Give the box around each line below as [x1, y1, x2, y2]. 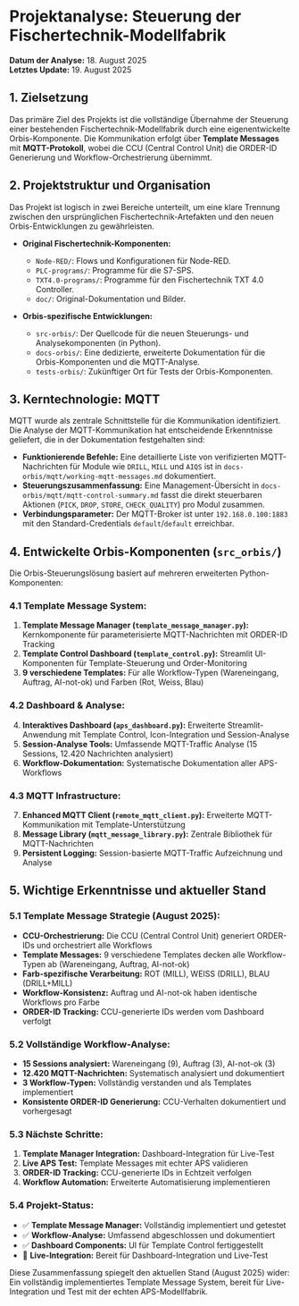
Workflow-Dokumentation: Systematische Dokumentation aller [21, 757, 257, 768]
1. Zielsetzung [9, 90, 89, 105]
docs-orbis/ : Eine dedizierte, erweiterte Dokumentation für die [35, 347, 266, 358]
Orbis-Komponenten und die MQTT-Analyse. [35, 356, 201, 367]
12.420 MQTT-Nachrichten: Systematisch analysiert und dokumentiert [21, 1068, 285, 1079]
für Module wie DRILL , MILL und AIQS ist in [70, 461, 222, 472]
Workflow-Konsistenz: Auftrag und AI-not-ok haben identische [21, 987, 257, 998]
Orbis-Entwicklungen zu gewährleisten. [9, 221, 154, 232]
